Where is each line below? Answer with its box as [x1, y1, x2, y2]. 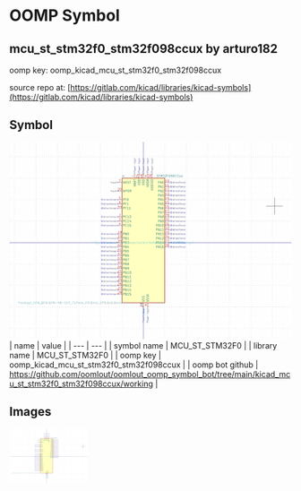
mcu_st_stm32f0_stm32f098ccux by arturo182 [9, 41, 279, 56]
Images [9, 404, 52, 419]
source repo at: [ [9, 82, 71, 92]
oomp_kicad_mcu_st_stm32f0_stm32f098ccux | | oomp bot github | [9, 359, 259, 370]
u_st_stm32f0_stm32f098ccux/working [9, 378, 154, 389]
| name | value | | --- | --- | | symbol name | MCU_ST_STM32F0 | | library [9, 340, 278, 350]
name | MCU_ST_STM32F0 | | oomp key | [9, 349, 161, 360]
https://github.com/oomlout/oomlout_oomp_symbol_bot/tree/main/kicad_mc [9, 368, 291, 379]
